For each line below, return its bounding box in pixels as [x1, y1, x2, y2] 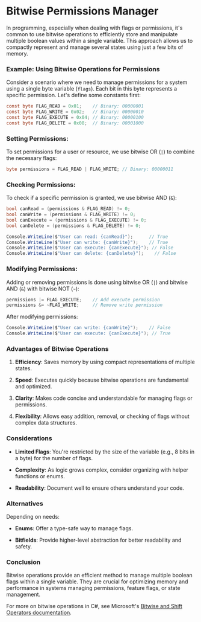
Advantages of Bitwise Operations [6, 344, 109, 353]
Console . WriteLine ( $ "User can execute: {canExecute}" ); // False [6, 245, 173, 251]
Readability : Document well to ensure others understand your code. [14, 484, 185, 492]
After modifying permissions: [6, 313, 78, 321]
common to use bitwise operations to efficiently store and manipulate [6, 30, 178, 37]
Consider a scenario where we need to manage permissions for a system [6, 79, 188, 86]
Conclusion [6, 557, 41, 566]
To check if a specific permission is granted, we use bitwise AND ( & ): [6, 194, 177, 202]
